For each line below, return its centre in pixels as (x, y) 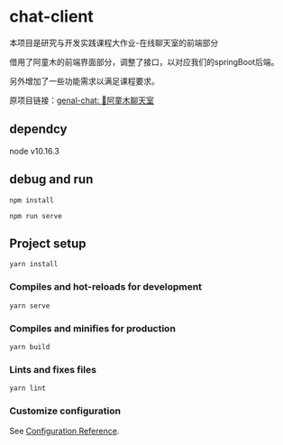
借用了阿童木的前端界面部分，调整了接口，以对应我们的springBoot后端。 (144, 61)
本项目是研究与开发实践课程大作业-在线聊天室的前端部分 (114, 42)
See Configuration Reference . (64, 431)
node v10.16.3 (35, 151)
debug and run (51, 179)
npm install (32, 200)
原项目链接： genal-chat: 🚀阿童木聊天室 (82, 100)
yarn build (30, 347)
